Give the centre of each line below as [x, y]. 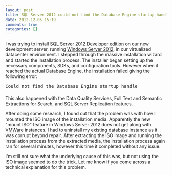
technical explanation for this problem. [46, 167]
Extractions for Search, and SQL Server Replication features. [69, 104]
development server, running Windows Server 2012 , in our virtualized [78, 49]
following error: [21, 76]
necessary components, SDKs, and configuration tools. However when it [82, 66]
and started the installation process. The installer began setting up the [79, 60]
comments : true [21, 24]
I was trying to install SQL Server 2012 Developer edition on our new [77, 44]
